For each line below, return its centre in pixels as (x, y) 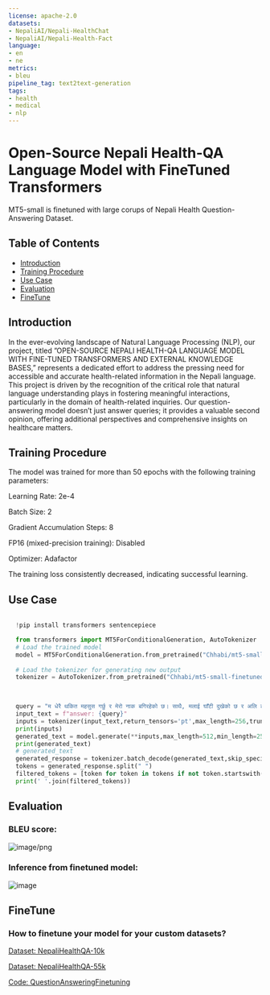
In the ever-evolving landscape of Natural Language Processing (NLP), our (132, 342)
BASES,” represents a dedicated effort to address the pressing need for (127, 367)
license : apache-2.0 (43, 16)
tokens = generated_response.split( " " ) (84, 766)
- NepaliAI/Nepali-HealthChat (59, 31)
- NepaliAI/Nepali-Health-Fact (61, 38)
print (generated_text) (53, 744)
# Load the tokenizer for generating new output (98, 670)
